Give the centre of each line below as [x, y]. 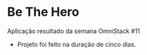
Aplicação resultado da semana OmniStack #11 [73, 31]
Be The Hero [43, 12]
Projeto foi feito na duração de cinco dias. [77, 44]
